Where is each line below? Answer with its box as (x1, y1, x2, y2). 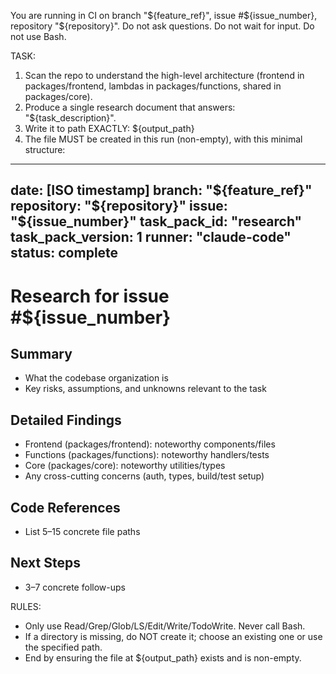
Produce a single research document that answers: (24, 101, 236, 113)
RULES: (10, 600, 42, 612)
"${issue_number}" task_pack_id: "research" (10, 213, 303, 230)
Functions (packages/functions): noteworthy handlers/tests (24, 449, 270, 461)
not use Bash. (10, 31, 67, 42)
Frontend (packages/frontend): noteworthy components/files (24, 438, 276, 450)
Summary (10, 345, 73, 362)
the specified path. (24, 641, 103, 653)
